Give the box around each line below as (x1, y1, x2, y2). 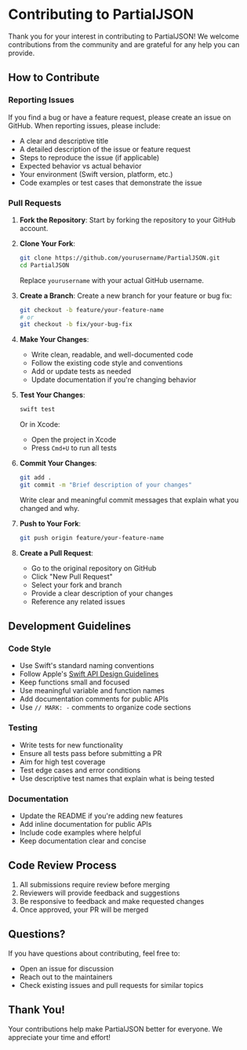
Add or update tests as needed (31, 367, 132, 376)
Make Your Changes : (19, 335, 89, 344)
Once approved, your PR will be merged (19, 905, 149, 914)
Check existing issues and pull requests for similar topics (19, 980, 204, 989)
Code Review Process (8, 859, 118, 872)
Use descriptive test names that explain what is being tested (19, 773, 215, 783)
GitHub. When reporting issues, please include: (8, 120, 161, 130)
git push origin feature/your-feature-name (19, 534, 165, 542)
